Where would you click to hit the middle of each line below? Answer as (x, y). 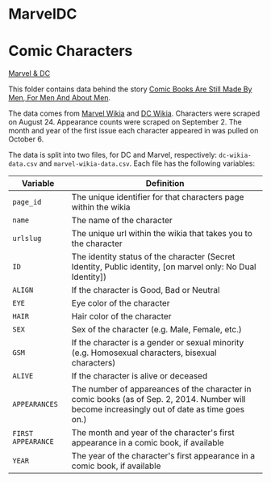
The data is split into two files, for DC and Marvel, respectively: (113, 155)
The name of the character (122, 221)
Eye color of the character (121, 303)
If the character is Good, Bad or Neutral (146, 290)
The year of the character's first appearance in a (163, 456)
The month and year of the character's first (153, 433)
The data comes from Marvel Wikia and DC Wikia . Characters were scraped (134, 113)
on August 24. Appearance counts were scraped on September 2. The (125, 122)
